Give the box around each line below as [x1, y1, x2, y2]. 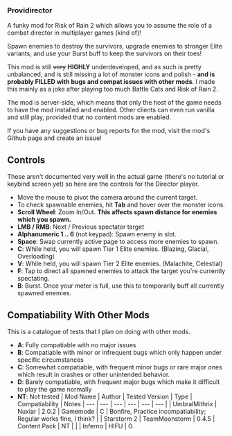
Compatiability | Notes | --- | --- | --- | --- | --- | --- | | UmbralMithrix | [17, 399, 217, 408]
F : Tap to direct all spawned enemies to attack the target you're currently [17, 267, 226, 275]
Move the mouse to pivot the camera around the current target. [17, 193, 198, 202]
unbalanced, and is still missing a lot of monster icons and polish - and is [7, 70, 215, 78]
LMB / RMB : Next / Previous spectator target [17, 223, 145, 231]
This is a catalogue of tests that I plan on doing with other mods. [7, 327, 190, 335]
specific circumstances [17, 356, 84, 364]
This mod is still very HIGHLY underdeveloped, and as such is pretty [7, 63, 202, 71]
